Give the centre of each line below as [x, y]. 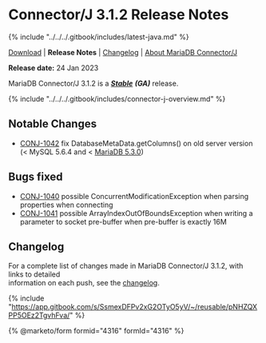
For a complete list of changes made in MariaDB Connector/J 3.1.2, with [126, 266]
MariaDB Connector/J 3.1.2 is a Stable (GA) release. [93, 83]
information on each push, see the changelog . [84, 283]
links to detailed [34, 274]
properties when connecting [66, 205]
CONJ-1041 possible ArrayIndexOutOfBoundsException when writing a [136, 213]
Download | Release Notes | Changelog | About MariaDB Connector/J [123, 52]
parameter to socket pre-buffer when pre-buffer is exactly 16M [123, 221]
